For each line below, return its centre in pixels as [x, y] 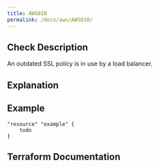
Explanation [33, 85]
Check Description [48, 47]
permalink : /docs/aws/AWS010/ [50, 20]
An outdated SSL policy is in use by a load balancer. [80, 64]
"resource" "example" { [41, 124]
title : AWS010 [27, 13]
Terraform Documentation [64, 156]
